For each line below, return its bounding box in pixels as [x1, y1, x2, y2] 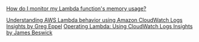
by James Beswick [6, 29, 53, 36]
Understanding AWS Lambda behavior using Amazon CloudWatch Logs [6, 17, 183, 23]
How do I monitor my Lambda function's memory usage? [6, 5, 147, 12]
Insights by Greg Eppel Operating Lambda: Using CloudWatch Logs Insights [6, 23, 193, 30]
